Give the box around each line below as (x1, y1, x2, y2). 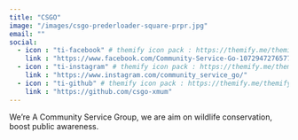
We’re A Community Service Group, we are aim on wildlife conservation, (9, 112, 273, 122)
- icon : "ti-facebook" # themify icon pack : (17, 46, 192, 55)
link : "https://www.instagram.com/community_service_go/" (25, 71, 248, 80)
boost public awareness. (9, 121, 99, 131)
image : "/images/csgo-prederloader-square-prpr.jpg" (9, 21, 208, 30)
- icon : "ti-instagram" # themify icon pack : (17, 63, 197, 72)
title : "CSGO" (9, 12, 62, 22)
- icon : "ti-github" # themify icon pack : (17, 79, 184, 88)
